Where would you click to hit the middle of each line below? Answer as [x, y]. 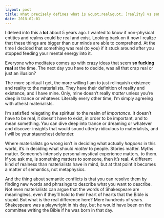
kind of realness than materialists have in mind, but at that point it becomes [81, 164]
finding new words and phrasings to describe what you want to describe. [79, 184]
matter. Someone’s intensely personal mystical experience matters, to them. [81, 154]
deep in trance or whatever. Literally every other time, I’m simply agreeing [79, 98]
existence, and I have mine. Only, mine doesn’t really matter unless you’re [79, 93]
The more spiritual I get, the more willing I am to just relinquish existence [78, 83]
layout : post [18, 10]
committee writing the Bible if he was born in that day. [59, 210]
